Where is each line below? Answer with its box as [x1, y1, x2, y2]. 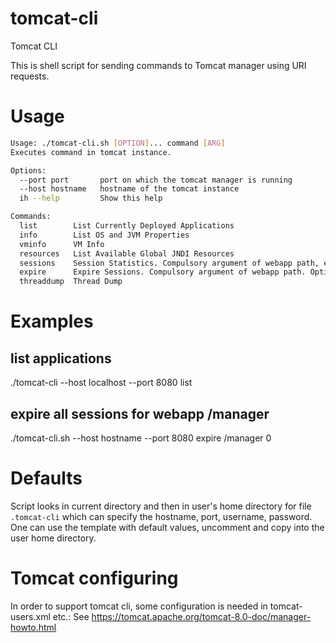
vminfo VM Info [19, 239, 105, 249]
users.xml [10, 610, 51, 622]
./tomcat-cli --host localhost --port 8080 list [10, 377, 193, 389]
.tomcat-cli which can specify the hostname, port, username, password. [10, 510, 313, 522]
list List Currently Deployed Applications [19, 221, 235, 231]
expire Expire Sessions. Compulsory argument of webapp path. [19, 267, 307, 277]
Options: [10, 165, 47, 176]
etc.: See [52, 610, 90, 622]
